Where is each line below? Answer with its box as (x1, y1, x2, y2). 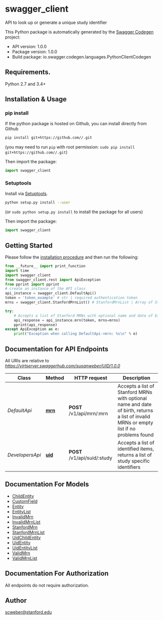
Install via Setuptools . (5, 191, 48, 197)
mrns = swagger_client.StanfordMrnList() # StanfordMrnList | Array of (5, 300, 153, 305)
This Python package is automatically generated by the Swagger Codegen (5, 29, 154, 35)
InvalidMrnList (12, 519, 41, 525)
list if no (117, 425, 136, 432)
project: (5, 34, 21, 40)
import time (5, 268, 29, 273)
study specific (117, 457, 150, 464)
